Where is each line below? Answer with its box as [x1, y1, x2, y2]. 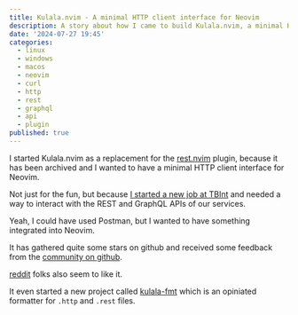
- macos [17, 63, 46, 72]
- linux [17, 46, 46, 55]
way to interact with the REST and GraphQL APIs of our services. [9, 198, 247, 209]
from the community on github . [9, 251, 122, 262]
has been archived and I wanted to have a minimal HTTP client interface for [9, 161, 285, 173]
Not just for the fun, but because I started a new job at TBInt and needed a [9, 188, 281, 200]
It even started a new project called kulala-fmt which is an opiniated [9, 286, 257, 296]
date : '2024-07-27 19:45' [9, 29, 105, 38]
